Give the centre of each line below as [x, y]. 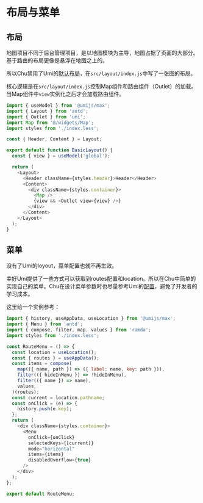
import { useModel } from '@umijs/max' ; [59, 106]
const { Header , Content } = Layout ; [54, 139]
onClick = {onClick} [52, 437]
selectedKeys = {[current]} [61, 443]
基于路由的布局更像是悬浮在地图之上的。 [57, 60]
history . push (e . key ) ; [45, 409]
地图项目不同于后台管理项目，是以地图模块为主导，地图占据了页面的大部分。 [102, 53]
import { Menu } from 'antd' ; [45, 324]
